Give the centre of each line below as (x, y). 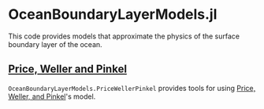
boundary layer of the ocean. (55, 44)
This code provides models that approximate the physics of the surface (124, 36)
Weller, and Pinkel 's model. (52, 96)
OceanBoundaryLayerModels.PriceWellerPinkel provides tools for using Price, (132, 88)
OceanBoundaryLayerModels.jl (113, 15)
